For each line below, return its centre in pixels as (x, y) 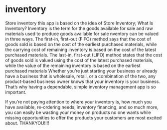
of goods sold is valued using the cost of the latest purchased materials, (79, 60)
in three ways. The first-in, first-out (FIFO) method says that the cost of (78, 39)
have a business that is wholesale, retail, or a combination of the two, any (81, 76)
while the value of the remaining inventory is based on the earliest (73, 65)
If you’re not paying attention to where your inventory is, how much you (79, 101)
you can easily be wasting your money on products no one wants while (78, 112)
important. (16, 92)
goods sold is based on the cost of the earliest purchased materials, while (81, 44)
